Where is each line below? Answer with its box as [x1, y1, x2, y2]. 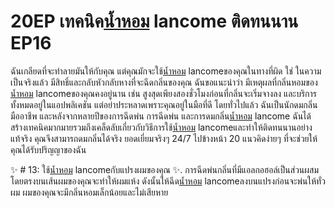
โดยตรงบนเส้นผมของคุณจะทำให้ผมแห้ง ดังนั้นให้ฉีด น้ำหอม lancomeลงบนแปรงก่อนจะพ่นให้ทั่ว [10, 175, 326, 187]
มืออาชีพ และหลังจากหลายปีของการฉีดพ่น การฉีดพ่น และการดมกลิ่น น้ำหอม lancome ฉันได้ [10, 110, 312, 122]
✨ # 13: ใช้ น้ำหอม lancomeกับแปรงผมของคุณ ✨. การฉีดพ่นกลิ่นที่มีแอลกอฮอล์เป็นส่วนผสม [10, 163, 320, 175]
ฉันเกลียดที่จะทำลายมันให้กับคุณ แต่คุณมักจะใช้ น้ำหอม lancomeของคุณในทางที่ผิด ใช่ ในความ [10, 65, 322, 77]
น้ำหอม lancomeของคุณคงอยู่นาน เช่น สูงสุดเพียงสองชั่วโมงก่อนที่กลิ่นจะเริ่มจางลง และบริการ [10, 87, 318, 99]
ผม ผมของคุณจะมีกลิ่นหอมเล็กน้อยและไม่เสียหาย [10, 186, 169, 198]
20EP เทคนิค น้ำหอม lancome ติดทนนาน [10, 10, 299, 33]
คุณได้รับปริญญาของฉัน [10, 143, 87, 155]
